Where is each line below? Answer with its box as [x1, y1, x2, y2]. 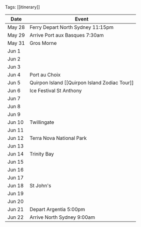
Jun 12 [7, 135, 24, 141]
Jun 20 [7, 198, 24, 205]
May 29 [7, 32, 25, 38]
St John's [30, 182, 51, 189]
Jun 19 [7, 190, 24, 197]
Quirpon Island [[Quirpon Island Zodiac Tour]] [30, 79, 134, 86]
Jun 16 [7, 167, 24, 173]
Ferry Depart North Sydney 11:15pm [30, 24, 114, 31]
